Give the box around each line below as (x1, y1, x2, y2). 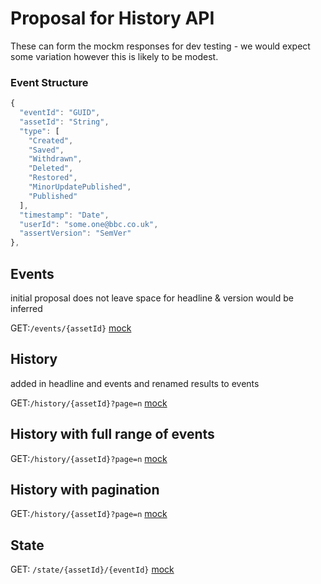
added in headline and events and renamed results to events (10, 377, 260, 389)
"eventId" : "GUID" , (19, 108, 101, 118)
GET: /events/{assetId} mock (10, 322, 132, 334)
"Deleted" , (28, 163, 74, 174)
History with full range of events (10, 426, 215, 443)
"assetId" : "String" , (19, 117, 110, 127)
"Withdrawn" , (28, 154, 83, 164)
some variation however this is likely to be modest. (10, 50, 219, 62)
